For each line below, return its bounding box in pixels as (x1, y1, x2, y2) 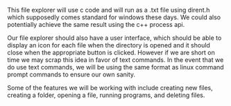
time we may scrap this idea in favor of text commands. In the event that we (7, 56, 224, 64)
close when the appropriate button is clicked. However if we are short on (7, 48, 215, 56)
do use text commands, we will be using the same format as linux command (7, 63, 224, 71)
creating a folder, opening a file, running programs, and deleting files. (7, 91, 205, 99)
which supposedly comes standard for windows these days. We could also (7, 13, 221, 21)
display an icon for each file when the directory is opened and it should (7, 41, 210, 49)
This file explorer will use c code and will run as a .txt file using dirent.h (7, 6, 210, 14)
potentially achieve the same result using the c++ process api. (7, 21, 185, 28)
